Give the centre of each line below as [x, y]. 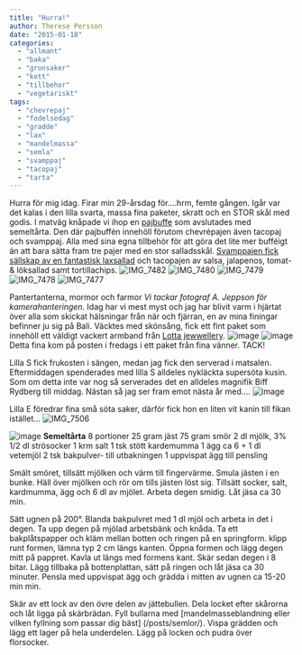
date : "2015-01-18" [46, 34]
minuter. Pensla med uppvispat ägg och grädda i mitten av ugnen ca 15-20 [147, 577]
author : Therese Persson [56, 26]
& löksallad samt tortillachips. [64, 270]
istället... [25, 419]
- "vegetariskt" [48, 93]
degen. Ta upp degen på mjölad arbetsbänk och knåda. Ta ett [124, 529]
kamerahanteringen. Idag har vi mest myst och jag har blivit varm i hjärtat [146, 307]
